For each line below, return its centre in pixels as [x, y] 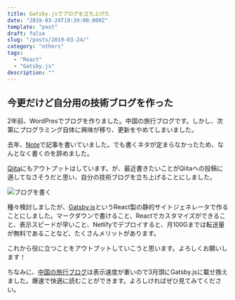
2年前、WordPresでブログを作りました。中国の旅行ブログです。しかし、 [112, 121]
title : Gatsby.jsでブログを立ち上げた [59, 14]
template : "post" [33, 27]
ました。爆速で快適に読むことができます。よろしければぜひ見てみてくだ [112, 281]
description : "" [31, 72]
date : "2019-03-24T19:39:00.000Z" [58, 20]
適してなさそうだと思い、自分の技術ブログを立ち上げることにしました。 [112, 177]
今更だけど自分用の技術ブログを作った [90, 103]
